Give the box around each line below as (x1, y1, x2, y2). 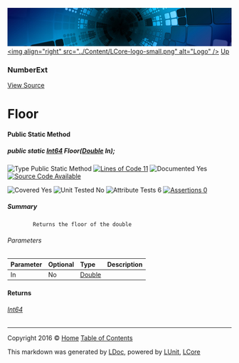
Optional (48, 260, 75, 268)
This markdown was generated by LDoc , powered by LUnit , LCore (7, 347, 201, 357)
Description (107, 260, 143, 268)
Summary (7, 202, 38, 210)
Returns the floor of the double (33, 220, 132, 228)
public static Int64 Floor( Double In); (7, 146, 116, 155)
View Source (7, 81, 45, 90)
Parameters (7, 236, 42, 245)
